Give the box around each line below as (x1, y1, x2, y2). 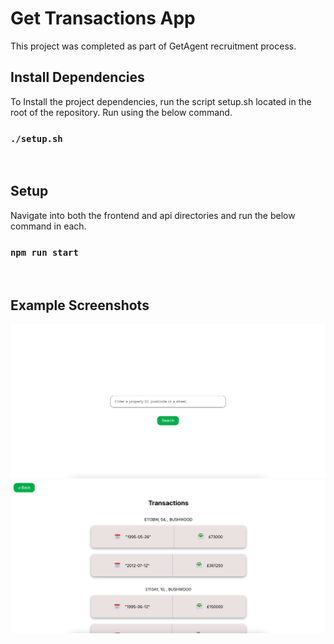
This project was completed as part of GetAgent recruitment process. (10, 40, 297, 52)
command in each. (10, 220, 87, 232)
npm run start (10, 247, 79, 258)
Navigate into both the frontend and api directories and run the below (10, 209, 296, 221)
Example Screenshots (10, 297, 150, 314)
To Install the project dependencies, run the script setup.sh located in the (10, 95, 312, 107)
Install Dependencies (10, 69, 145, 86)
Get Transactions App (10, 7, 196, 30)
